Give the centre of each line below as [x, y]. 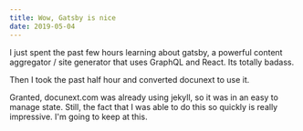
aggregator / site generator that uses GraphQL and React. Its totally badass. [152, 62]
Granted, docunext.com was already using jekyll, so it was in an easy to [144, 97]
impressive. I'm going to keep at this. [78, 116]
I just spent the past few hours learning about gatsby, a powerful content [146, 52]
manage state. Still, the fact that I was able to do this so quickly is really [144, 106]
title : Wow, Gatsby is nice [63, 18]
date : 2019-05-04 [42, 26]
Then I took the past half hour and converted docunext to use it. [130, 79]
